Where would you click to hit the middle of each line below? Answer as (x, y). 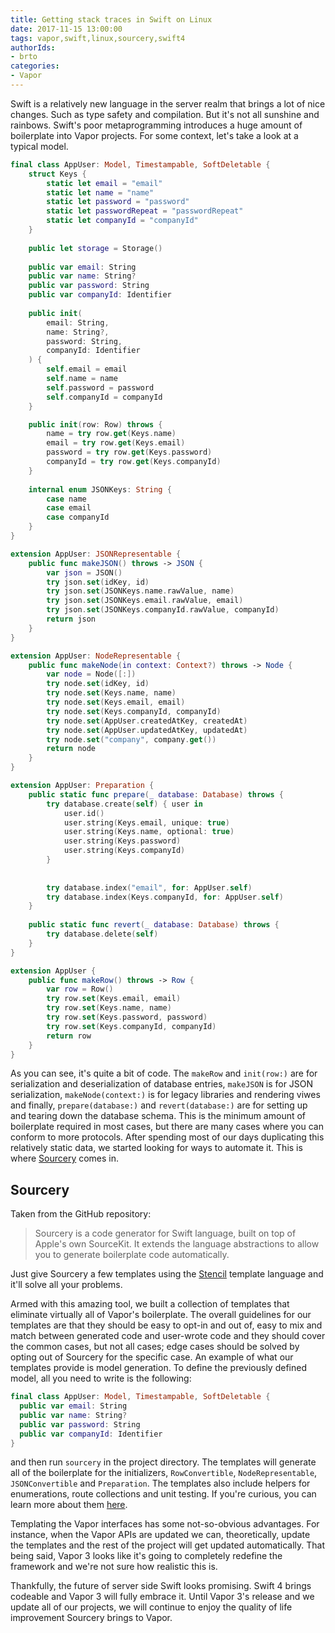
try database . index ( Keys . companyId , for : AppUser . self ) (165, 897)
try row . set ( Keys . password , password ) (127, 1017)
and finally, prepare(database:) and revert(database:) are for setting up (159, 1105)
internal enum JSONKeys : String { (100, 489)
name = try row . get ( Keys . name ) (111, 434)
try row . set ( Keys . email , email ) (114, 999)
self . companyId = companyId (104, 397)
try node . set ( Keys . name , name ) (111, 693)
